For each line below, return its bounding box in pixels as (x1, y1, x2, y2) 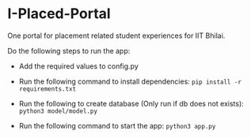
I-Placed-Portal (7, 5, 112, 23)
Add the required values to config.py (18, 61, 139, 71)
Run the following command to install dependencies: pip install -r (18, 76, 242, 86)
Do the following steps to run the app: (7, 46, 131, 55)
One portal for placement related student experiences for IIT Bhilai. (7, 31, 226, 40)
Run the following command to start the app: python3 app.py (18, 121, 216, 130)
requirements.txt (18, 84, 77, 93)
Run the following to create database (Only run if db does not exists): (18, 99, 245, 108)
